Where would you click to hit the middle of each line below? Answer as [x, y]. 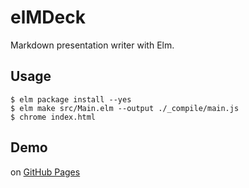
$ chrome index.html [53, 117]
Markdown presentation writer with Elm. [92, 45]
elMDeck [48, 17]
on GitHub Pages [45, 172]
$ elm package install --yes [71, 99]
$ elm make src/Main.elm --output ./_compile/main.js [125, 108]
